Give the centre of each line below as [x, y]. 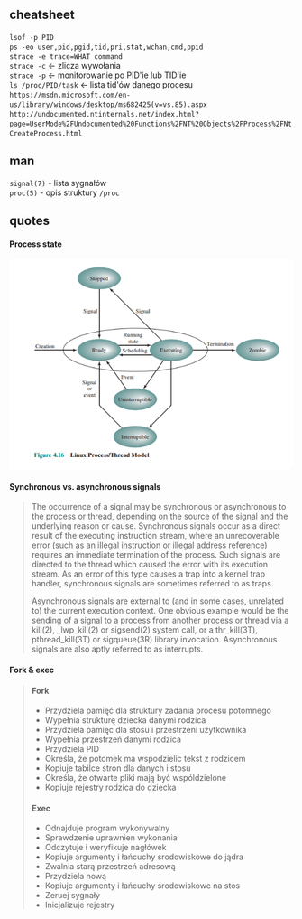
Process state [36, 244]
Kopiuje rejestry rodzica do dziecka [110, 788]
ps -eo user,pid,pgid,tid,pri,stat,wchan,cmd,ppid [106, 47]
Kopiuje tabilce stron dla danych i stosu [118, 768]
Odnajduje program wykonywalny [107, 828]
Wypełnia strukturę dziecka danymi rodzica [125, 720]
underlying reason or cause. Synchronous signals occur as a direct [156, 526]
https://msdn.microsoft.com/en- [70, 95]
